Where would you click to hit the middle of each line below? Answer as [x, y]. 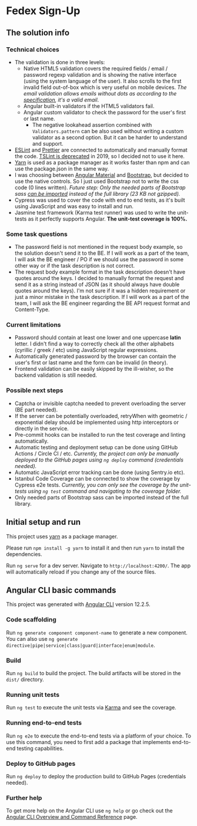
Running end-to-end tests [44, 723]
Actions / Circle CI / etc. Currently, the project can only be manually [97, 453]
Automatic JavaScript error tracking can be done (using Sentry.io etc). [100, 472]
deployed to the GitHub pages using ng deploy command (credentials [99, 460]
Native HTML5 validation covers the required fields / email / [96, 68]
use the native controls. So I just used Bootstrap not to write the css [97, 181]
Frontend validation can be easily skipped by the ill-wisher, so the [94, 369]
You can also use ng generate [42, 639]
